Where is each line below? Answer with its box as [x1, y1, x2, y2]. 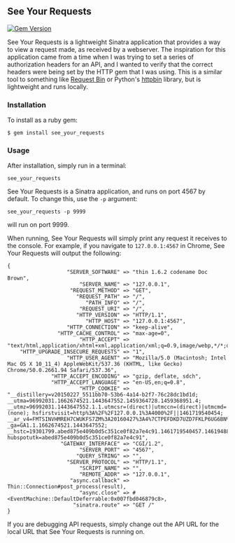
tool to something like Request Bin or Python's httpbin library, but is [7, 75, 201, 83]
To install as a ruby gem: [7, 116, 78, 125]
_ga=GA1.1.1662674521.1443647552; [7, 422, 108, 429]
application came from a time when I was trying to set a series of [7, 53, 194, 61]
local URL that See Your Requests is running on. [7, 528, 145, 536]
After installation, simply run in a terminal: [7, 161, 127, 170]
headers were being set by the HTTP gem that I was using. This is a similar [7, 67, 222, 76]
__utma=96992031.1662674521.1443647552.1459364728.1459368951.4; [7, 397, 201, 405]
